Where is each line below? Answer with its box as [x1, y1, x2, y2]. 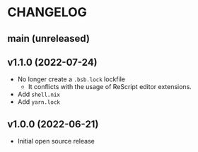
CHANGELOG [7, 4, 87, 21]
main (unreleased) [7, 33, 91, 45]
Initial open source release [17, 137, 95, 146]
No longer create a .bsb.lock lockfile [17, 75, 126, 83]
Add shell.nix [17, 90, 60, 99]
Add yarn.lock [17, 98, 60, 106]
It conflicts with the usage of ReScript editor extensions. [28, 83, 192, 91]
